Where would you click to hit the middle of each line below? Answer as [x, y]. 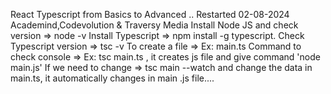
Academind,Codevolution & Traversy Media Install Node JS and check [154, 25]
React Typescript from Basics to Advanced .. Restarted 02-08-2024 [150, 14]
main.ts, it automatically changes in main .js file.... [112, 78]
